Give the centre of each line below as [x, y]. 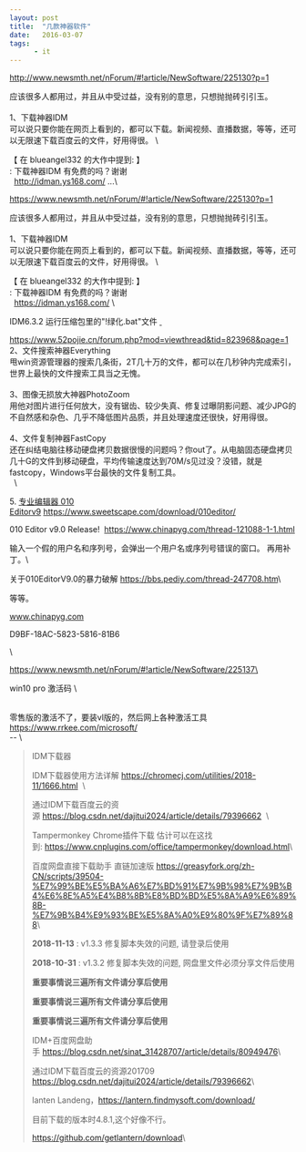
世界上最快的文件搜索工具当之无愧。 [77, 374]
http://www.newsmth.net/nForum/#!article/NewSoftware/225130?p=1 [139, 77]
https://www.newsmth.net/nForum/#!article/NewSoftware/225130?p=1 [141, 199]
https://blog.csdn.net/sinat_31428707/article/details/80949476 [160, 1052]
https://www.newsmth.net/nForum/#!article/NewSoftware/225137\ [134, 670]
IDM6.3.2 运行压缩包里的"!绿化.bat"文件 [83, 322]
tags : [20, 43]
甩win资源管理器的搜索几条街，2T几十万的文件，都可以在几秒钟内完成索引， [153, 362]
